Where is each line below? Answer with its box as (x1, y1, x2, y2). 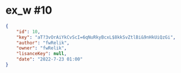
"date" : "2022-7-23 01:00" (16, 56, 83, 62)
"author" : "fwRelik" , (16, 40, 69, 46)
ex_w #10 (5, 4, 53, 17)
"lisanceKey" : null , (16, 51, 67, 57)
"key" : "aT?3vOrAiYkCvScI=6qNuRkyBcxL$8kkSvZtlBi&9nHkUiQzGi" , (16, 34, 176, 40)
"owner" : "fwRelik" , (16, 45, 67, 51)
